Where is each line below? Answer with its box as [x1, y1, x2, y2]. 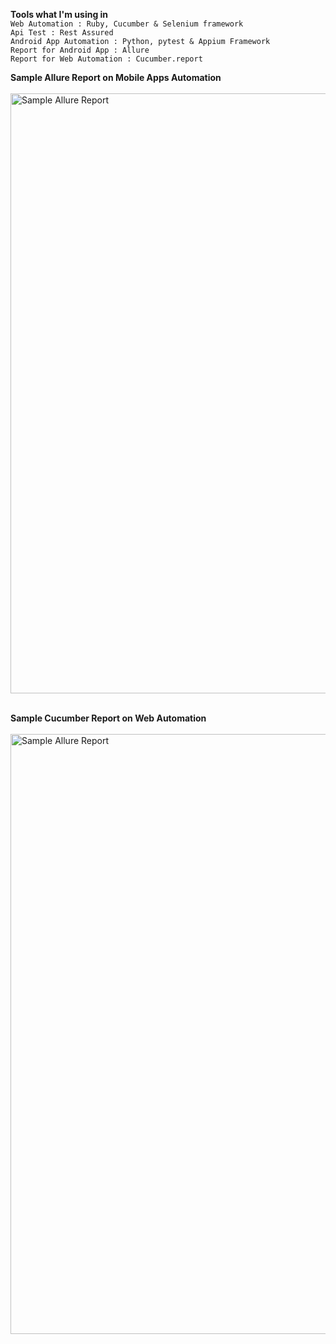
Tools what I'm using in [10, 9, 109, 20]
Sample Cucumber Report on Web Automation [10, 712, 207, 724]
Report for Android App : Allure [10, 45, 150, 55]
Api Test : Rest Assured [10, 28, 114, 38]
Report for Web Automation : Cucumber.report [10, 54, 203, 64]
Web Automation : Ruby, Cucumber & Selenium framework [10, 19, 244, 29]
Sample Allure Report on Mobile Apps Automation [10, 72, 222, 83]
